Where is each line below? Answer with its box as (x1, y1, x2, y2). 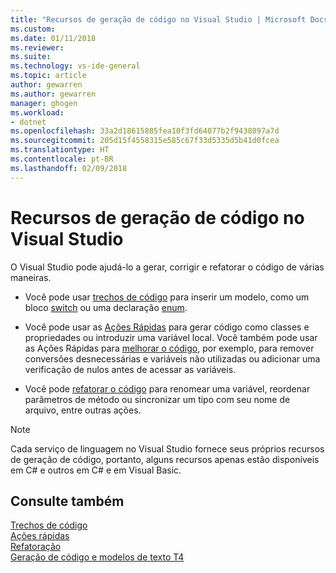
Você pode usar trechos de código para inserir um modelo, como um (24, 291, 310, 303)
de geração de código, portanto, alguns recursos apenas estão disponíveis (10, 453, 320, 465)
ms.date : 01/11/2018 (10, 33, 97, 43)
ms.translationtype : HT (10, 145, 110, 155)
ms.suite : (10, 52, 52, 62)
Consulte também (10, 492, 125, 510)
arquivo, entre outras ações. (24, 404, 142, 416)
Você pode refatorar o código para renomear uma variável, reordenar (24, 382, 311, 395)
